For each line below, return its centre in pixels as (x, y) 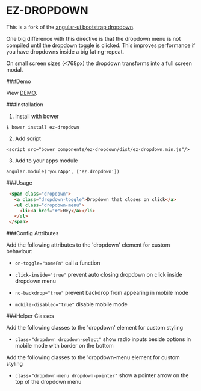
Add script (28, 138)
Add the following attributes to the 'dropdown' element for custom (88, 245)
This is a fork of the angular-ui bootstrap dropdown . (70, 27)
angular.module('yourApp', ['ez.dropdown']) (63, 171)
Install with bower (37, 116)
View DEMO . (22, 93)
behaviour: (20, 251)
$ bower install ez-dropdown (43, 127)
